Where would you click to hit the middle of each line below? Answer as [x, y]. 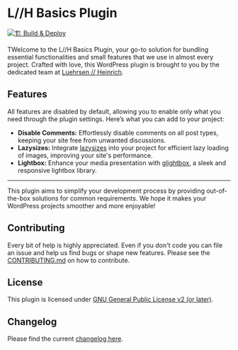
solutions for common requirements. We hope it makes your [119, 198]
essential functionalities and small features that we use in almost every [110, 57]
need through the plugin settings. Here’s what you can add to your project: [116, 119]
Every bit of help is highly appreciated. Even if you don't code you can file [115, 245]
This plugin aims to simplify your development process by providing [106, 191]
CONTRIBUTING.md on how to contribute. [69, 260]
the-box [19, 198]
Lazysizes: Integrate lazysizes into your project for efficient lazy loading [123, 147]
